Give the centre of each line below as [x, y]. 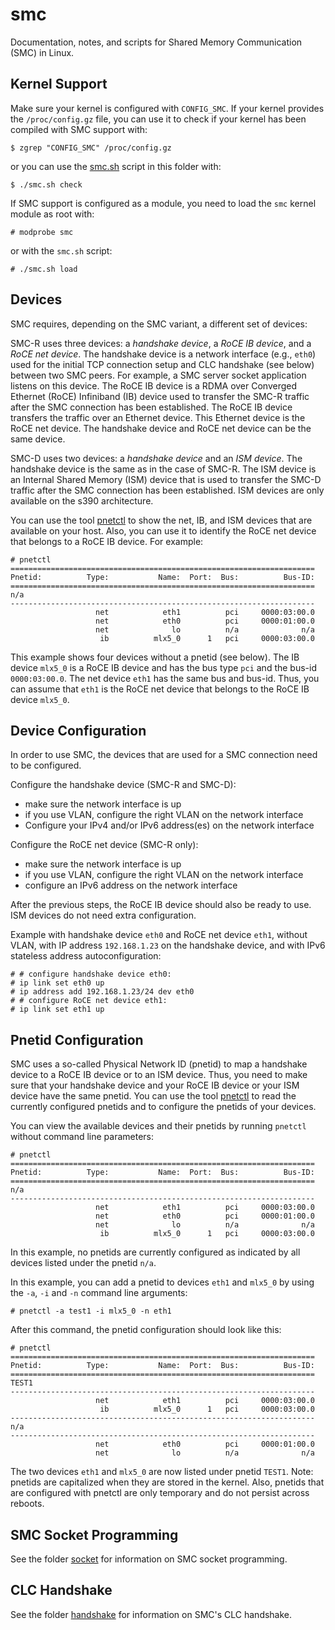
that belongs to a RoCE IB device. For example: [107, 541]
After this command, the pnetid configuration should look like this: [146, 1330]
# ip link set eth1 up [57, 1009]
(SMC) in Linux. [42, 52]
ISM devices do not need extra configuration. [103, 915]
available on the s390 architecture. [82, 500]
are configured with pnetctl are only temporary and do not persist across [160, 1493]
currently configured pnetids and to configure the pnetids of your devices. [163, 1107]
